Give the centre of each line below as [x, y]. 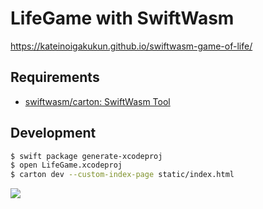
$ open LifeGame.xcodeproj [66, 165]
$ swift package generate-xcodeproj [86, 156]
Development [53, 133]
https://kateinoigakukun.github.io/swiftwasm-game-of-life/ [131, 46]
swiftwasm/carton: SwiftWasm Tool [97, 101]
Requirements [55, 77]
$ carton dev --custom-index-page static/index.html [122, 175]
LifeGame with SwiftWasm [122, 18]
